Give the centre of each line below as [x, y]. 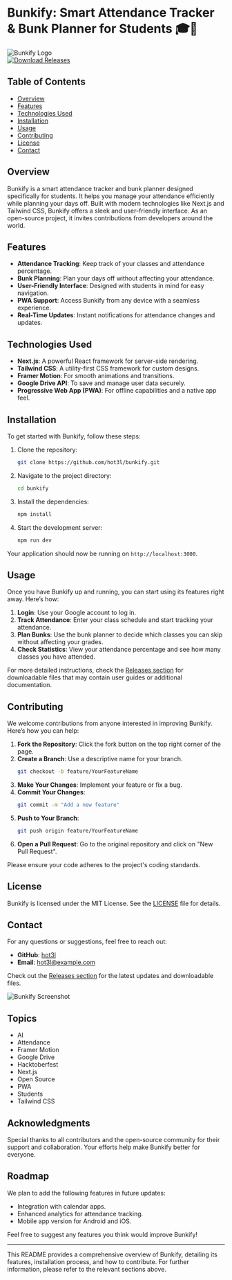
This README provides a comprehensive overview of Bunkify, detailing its [112, 1254]
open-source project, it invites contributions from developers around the [110, 218]
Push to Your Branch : [48, 818]
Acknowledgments [49, 1123]
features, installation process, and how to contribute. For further [98, 1261]
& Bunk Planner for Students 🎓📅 [103, 29]
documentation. [30, 685]
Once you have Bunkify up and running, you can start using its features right [116, 592]
